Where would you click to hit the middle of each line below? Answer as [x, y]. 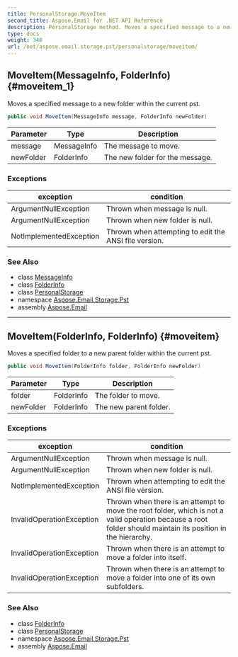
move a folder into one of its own [161, 578]
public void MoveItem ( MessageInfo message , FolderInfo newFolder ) [107, 116]
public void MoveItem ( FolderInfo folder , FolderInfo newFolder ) [104, 366]
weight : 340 [25, 40]
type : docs [23, 34]
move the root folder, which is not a [165, 510]
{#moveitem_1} [41, 87]
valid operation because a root [157, 520]
